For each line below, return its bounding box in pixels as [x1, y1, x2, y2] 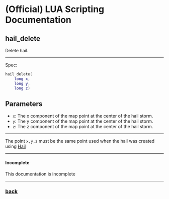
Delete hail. [5, 48, 29, 53]
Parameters [5, 99, 43, 108]
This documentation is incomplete [5, 171, 75, 177]
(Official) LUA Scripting [5, 4, 105, 15]
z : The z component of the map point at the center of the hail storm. [12, 124, 153, 130]
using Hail [5, 143, 26, 149]
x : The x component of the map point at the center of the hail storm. [12, 113, 153, 119]
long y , [14, 81, 30, 86]
